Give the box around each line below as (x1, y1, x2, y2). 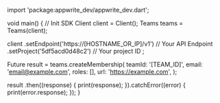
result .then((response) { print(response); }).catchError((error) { (7, 81, 186, 89)
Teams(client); (7, 27, 48, 34)
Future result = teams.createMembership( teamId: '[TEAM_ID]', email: (7, 60, 204, 68)
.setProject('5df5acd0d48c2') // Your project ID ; (7, 47, 145, 55)
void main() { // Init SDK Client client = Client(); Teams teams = (7, 19, 184, 27)
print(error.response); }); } (7, 89, 81, 96)
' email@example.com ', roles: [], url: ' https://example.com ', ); (7, 68, 178, 76)
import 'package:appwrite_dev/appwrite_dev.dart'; (7, 6, 149, 14)
